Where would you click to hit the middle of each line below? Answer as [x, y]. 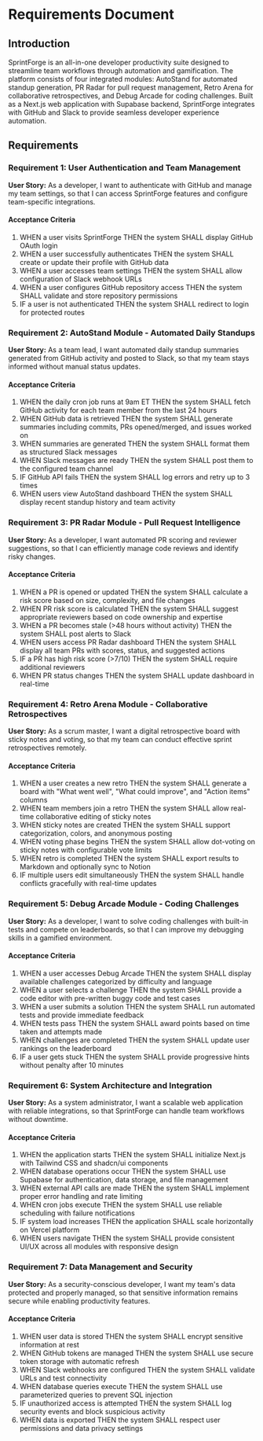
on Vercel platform [49, 1230]
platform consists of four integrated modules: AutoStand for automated [123, 79]
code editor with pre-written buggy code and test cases [110, 998]
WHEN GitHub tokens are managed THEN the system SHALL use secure [136, 1353]
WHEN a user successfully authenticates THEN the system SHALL [126, 254]
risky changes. [32, 557]
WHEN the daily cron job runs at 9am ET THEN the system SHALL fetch [135, 402]
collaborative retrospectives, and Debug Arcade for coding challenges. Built [131, 96]
